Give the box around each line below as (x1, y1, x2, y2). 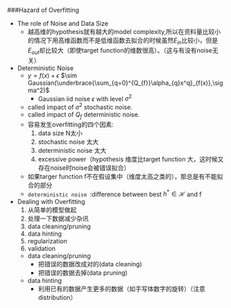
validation (27, 244, 56, 253)
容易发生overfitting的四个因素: (27, 120, 114, 128)
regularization (27, 237, 67, 246)
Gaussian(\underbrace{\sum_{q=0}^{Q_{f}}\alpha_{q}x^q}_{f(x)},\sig (27, 78, 223, 87)
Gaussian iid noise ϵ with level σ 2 (37, 93, 132, 103)
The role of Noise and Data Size (17, 19, 109, 27)
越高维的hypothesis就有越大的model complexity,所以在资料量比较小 (27, 28, 221, 35)
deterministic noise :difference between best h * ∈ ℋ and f (27, 189, 203, 198)
